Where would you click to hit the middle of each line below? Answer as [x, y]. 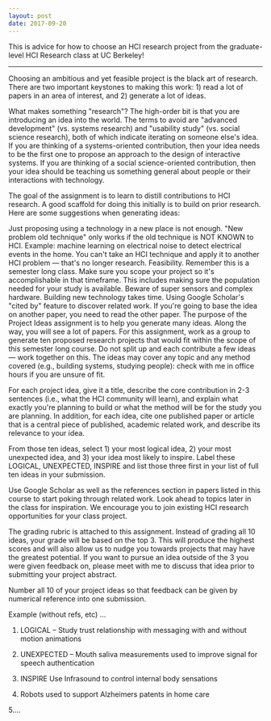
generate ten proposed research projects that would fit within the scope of [132, 339]
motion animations [51, 639]
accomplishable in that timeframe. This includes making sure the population [134, 280]
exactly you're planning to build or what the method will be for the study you [135, 407]
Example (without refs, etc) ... [57, 614]
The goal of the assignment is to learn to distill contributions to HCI [119, 196]
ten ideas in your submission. [57, 474]
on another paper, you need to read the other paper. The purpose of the [128, 314]
